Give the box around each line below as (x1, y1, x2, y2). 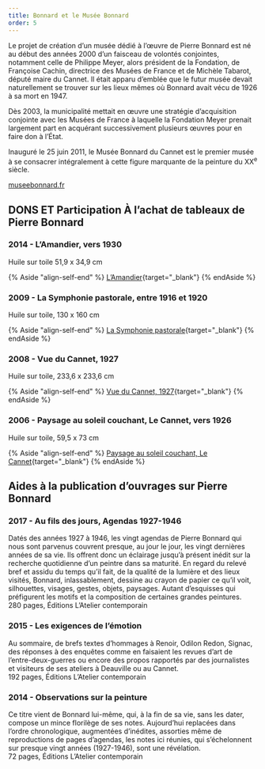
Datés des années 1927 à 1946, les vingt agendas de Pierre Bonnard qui (8, 533, 242, 543)
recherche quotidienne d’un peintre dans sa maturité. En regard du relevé (8, 559, 247, 568)
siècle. (8, 165, 30, 175)
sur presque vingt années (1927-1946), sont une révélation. (8, 744, 202, 753)
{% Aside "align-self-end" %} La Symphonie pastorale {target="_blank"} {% (8, 326, 255, 335)
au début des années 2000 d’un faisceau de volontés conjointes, (8, 49, 220, 58)
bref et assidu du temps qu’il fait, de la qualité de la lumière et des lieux (8, 567, 240, 577)
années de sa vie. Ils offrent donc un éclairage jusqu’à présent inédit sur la (8, 550, 251, 560)
